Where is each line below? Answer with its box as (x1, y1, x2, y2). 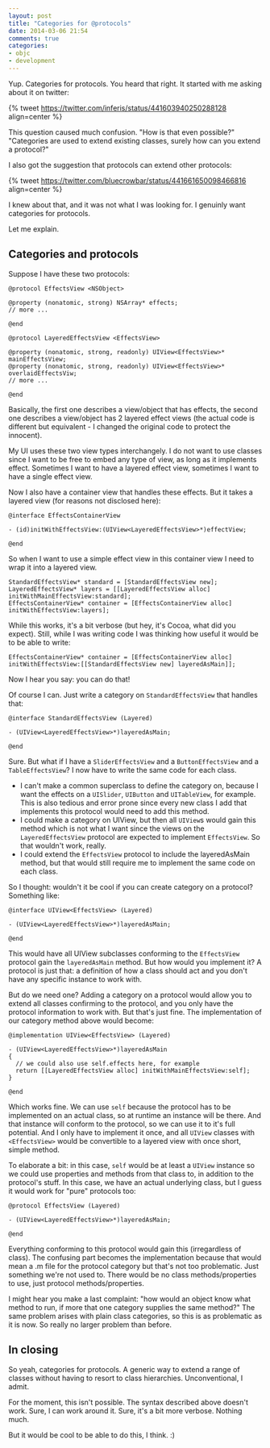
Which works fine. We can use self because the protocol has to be (8, 1102, 231, 1112)
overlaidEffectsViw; (8, 369, 78, 378)
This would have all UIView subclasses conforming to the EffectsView (8, 949, 240, 958)
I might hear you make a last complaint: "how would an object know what (8, 1294, 251, 1304)
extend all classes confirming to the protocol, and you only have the (8, 998, 234, 1008)
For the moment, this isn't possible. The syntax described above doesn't (8, 1397, 248, 1407)
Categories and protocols (8, 248, 139, 261)
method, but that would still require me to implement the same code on (19, 858, 255, 867)
